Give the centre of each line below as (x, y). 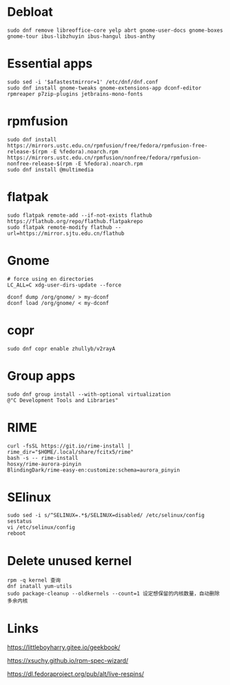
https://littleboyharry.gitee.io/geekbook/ (64, 647)
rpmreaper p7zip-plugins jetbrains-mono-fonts (75, 94)
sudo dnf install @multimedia (51, 169)
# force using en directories (51, 279)
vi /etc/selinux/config (41, 527)
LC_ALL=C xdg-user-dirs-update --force (64, 285)
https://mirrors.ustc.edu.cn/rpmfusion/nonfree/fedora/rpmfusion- (104, 158)
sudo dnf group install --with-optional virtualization (89, 394)
